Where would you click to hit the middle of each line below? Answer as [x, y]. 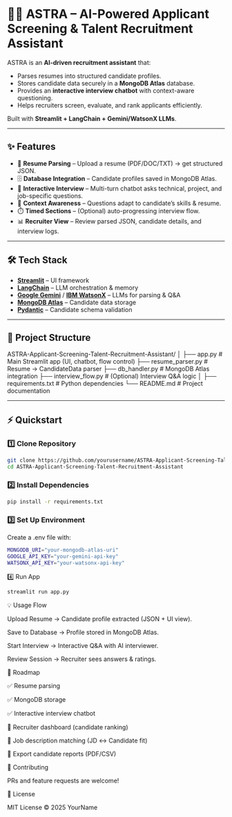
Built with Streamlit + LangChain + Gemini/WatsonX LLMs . [92, 118]
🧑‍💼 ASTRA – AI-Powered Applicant [108, 14]
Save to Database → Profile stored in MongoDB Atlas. [83, 632]
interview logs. [38, 231]
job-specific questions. [50, 195]
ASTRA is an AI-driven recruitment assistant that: [79, 62]
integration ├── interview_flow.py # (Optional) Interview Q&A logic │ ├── [112, 376]
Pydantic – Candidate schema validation [75, 309]
